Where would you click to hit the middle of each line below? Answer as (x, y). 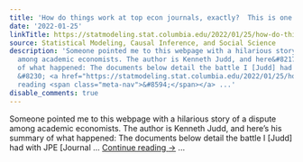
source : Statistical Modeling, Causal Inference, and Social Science (143, 43)
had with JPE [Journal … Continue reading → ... (97, 147)
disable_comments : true (54, 93)
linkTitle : (30, 34)
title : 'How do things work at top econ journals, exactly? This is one (151, 18)
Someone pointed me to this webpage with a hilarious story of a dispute (143, 119)
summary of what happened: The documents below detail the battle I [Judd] (151, 138)
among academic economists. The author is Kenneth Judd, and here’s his (146, 128)
